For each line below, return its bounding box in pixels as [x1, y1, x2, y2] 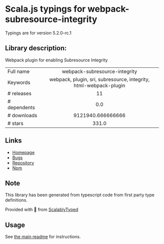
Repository [12, 160, 34, 165]
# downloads [7, 112, 38, 119]
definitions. [5, 197, 28, 203]
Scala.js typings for [5, 3, 86, 15]
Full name [7, 68, 30, 75]
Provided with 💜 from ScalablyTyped [5, 206, 79, 213]
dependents [7, 104, 35, 111]
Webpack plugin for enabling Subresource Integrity [5, 57, 108, 63]
